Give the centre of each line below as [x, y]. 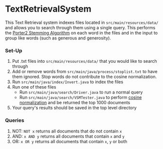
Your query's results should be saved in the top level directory [74, 108]
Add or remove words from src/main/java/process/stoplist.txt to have [85, 72]
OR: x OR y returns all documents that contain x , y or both [70, 141]
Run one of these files [34, 87]
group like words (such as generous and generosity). [58, 38]
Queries [15, 120]
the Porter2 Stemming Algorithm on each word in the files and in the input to [81, 33]
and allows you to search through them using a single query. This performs [80, 27]
